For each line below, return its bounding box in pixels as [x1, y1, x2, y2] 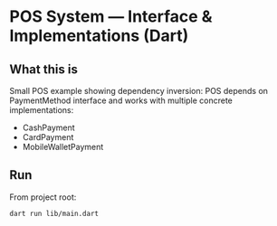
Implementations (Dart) [9, 25, 189, 46]
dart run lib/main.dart [9, 209, 100, 218]
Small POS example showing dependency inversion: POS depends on [9, 86, 269, 96]
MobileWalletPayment [22, 142, 104, 152]
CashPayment [22, 122, 75, 133]
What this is [9, 61, 79, 77]
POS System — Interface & [9, 6, 213, 27]
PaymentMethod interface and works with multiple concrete [9, 95, 234, 106]
